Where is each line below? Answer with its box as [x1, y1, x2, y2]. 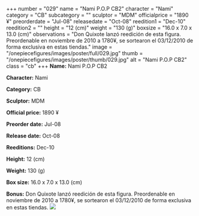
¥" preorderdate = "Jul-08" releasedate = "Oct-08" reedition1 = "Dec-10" [6, 18, 186, 25]
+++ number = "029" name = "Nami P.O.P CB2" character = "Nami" [6, 5, 174, 12]
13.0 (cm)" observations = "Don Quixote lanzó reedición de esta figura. [6, 31, 181, 38]
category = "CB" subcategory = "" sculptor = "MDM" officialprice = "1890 [6, 11, 189, 19]
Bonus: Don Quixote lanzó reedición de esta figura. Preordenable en [6, 190, 175, 197]
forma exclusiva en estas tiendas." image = [6, 43, 113, 50]
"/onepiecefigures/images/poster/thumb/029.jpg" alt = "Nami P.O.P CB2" [6, 56, 188, 63]
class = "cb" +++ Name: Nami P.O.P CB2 [6, 62, 108, 70]
